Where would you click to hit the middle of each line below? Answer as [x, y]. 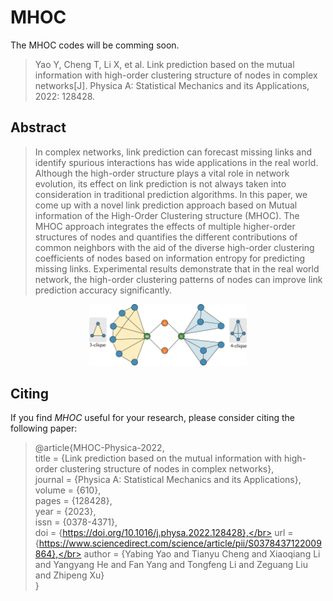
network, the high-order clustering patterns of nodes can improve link [178, 279]
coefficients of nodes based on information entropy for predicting [170, 258]
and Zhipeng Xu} [69, 575]
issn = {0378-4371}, [76, 522]
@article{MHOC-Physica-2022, [99, 447]
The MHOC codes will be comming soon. [95, 45]
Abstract [38, 127]
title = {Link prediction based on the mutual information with [158, 458]
